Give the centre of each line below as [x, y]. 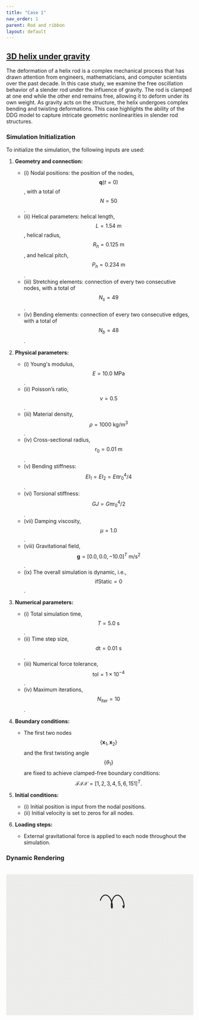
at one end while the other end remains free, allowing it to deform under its [98, 96]
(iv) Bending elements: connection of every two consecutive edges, [107, 314]
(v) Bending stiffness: [50, 466]
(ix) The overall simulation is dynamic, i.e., [75, 572]
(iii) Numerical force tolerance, [61, 664]
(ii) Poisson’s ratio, [46, 389]
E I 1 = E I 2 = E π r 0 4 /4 [109, 477]
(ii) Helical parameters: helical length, [69, 217]
